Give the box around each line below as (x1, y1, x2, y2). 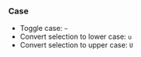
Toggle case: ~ (19, 24, 69, 33)
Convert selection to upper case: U (19, 40, 134, 50)
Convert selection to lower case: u (19, 32, 132, 41)
